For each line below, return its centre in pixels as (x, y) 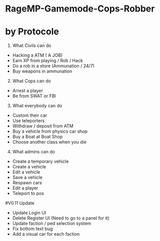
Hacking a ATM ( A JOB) (37, 55)
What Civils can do (32, 46)
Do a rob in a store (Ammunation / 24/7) (53, 66)
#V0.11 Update (20, 203)
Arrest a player (28, 91)
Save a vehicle (27, 177)
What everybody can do (37, 106)
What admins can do (34, 152)
